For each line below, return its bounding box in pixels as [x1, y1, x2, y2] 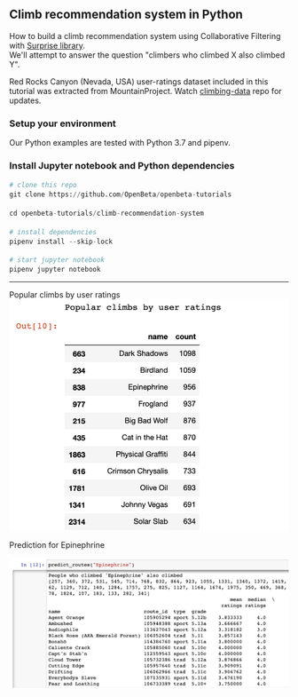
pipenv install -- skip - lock [9, 237, 114, 246]
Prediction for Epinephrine [9, 539, 105, 550]
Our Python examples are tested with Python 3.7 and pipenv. [9, 138, 231, 148]
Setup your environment [9, 117, 117, 130]
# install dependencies [9, 227, 98, 236]
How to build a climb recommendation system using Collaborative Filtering [9, 30, 281, 41]
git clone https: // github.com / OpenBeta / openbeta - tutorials [9, 190, 232, 199]
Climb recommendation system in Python [9, 7, 244, 22]
